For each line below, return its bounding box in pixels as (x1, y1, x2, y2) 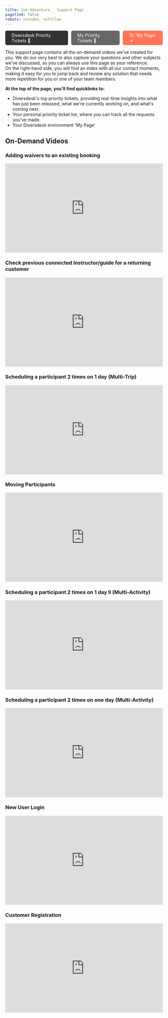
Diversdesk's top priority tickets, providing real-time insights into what (12, 95, 157, 101)
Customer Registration (5, 911, 61, 919)
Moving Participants (5, 481, 56, 488)
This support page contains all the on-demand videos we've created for (5, 49, 153, 55)
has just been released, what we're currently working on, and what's (12, 101, 154, 107)
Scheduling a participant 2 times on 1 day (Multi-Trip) (5, 373, 136, 380)
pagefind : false (5, 12, 39, 17)
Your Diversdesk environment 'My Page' (12, 122, 96, 128)
